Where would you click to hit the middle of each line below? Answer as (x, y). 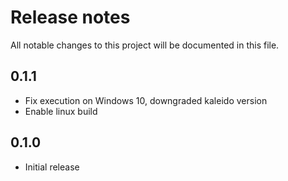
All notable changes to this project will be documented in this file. (145, 45)
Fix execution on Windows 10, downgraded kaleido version (146, 100)
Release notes (70, 17)
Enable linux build (61, 111)
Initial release (52, 167)
